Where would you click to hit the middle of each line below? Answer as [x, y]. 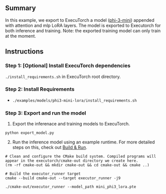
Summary [21, 8]
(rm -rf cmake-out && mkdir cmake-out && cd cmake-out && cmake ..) [77, 165]
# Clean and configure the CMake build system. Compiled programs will [81, 157]
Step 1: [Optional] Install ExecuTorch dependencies [68, 65]
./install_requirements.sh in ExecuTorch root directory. [63, 76]
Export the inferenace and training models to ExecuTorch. [71, 124]
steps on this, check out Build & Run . [50, 147]
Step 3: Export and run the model [46, 113]
